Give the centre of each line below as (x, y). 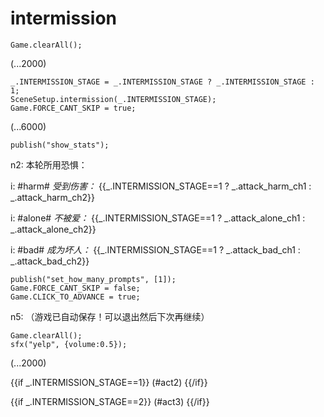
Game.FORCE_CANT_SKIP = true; (73, 108)
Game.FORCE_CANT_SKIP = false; (75, 288)
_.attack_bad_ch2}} (50, 261)
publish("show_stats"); (60, 145)
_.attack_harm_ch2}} (52, 197)
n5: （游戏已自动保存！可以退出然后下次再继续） (110, 316)
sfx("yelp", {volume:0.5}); (69, 344)
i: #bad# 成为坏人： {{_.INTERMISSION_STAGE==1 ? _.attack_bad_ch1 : (155, 249)
